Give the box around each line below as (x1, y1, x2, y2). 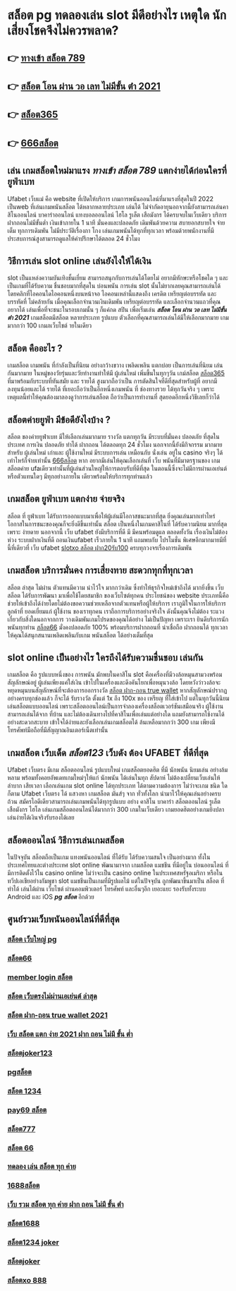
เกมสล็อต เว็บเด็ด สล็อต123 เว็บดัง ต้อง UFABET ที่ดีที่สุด (7, 747, 209, 759)
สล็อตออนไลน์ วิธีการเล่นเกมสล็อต (7, 834, 125, 846)
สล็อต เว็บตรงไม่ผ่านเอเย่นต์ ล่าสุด (7, 992, 97, 1002)
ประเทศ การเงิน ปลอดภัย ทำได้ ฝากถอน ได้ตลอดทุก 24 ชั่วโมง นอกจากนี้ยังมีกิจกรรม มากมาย (7, 440, 223, 448)
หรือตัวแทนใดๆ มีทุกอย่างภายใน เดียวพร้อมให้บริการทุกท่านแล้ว (7, 472, 153, 480)
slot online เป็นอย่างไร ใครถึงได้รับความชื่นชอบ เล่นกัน (7, 651, 204, 663)
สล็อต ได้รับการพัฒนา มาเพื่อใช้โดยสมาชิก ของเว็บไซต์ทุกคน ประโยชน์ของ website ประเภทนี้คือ (7, 591, 229, 599)
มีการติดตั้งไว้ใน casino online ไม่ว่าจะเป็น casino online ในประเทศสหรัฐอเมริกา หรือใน (7, 869, 223, 877)
